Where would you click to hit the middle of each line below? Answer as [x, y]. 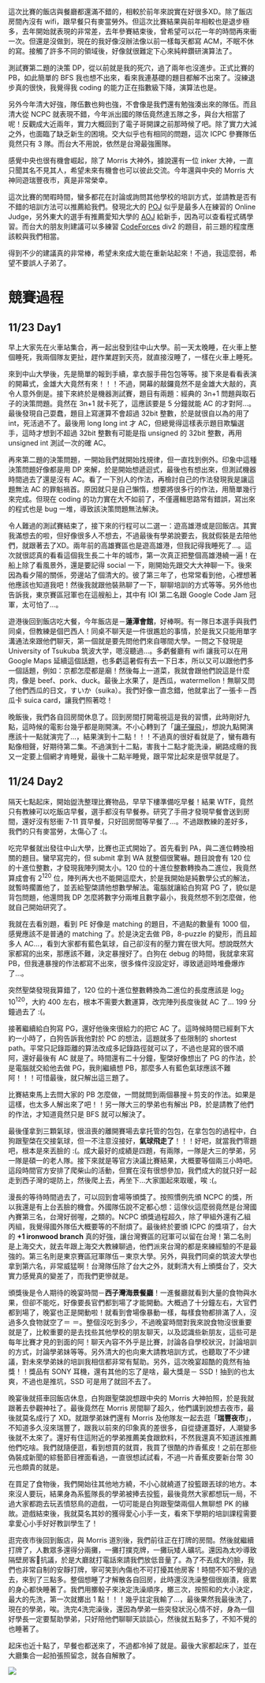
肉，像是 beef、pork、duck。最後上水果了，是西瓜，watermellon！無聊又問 [131, 680]
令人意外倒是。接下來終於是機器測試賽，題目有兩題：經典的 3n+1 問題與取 [129, 394]
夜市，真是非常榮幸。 [77, 180]
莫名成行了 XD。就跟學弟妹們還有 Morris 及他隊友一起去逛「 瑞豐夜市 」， [139, 1417]
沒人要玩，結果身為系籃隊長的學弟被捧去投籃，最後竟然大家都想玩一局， [132, 1494]
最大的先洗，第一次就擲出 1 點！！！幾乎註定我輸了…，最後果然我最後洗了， [132, 1599]
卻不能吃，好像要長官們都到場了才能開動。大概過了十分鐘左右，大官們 [143, 1302]
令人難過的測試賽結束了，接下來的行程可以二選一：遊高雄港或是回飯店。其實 [132, 526]
